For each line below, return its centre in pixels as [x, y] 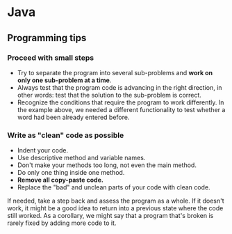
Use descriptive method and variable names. [81, 158]
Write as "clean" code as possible [66, 135]
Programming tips [47, 38]
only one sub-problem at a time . [64, 80]
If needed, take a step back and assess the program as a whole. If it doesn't [116, 201]
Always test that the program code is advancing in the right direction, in [119, 87]
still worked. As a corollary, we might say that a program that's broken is [110, 216]
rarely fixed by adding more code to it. [62, 223]
